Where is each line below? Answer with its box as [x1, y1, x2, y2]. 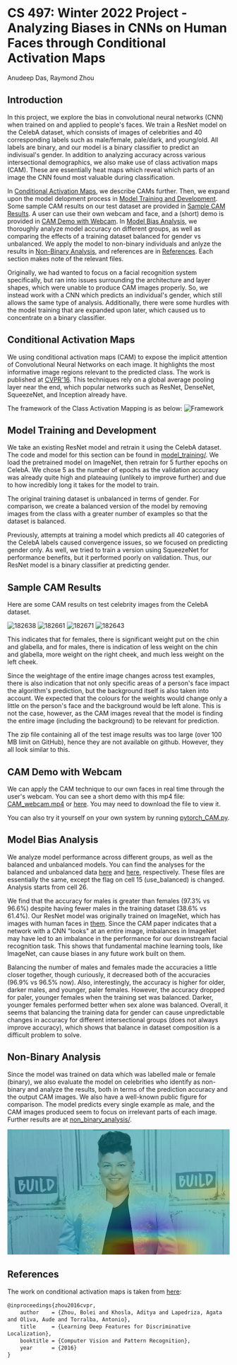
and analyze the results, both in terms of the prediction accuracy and [27, 1085, 228, 1093]
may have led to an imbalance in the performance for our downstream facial [7, 934, 228, 942]
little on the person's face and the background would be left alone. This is [7, 702, 221, 710]
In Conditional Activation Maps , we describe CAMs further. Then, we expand [7, 186, 230, 195]
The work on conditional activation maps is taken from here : [7, 1287, 182, 1296]
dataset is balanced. [7, 517, 66, 525]
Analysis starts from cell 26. [7, 883, 88, 891]
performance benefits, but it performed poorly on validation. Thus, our [7, 554, 212, 562]
